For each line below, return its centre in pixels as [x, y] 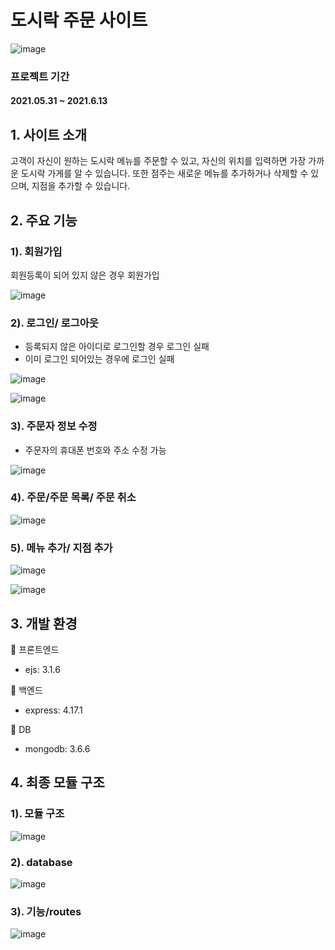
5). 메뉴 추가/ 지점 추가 [61, 548]
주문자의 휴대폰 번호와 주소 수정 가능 [95, 450]
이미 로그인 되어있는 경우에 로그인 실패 [99, 359]
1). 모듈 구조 [37, 814]
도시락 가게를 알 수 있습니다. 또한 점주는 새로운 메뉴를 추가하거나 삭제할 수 [164, 173]
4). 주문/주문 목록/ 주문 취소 [73, 498]
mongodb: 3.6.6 [57, 748]
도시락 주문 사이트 [79, 20]
